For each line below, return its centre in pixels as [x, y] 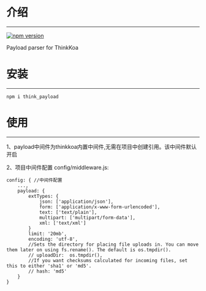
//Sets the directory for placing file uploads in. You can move [114, 244]
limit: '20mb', [48, 233]
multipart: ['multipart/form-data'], [87, 217]
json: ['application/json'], [76, 202]
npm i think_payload [33, 96]
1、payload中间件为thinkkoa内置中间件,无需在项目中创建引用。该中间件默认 [102, 146]
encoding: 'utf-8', [53, 239]
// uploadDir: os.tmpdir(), [66, 255]
